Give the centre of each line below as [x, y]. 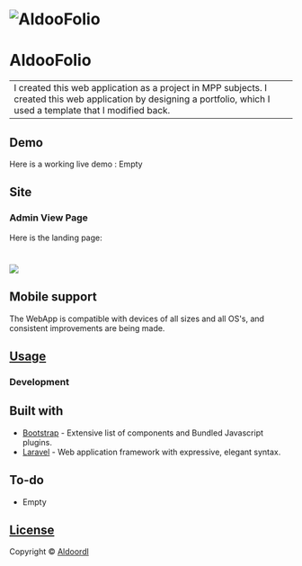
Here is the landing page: [56, 238]
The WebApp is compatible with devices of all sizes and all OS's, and [137, 319]
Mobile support [53, 297]
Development [40, 382]
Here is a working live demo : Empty [76, 164]
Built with [36, 411]
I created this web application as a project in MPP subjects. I [141, 88]
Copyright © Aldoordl [49, 552]
